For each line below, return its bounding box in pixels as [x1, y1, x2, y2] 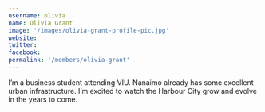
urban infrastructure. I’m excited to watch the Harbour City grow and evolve [8, 86, 258, 95]
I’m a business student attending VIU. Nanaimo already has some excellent [8, 77, 254, 87]
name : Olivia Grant [8, 19, 73, 27]
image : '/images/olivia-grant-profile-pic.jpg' [8, 26, 170, 34]
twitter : [8, 41, 38, 49]
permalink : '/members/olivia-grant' [8, 56, 130, 64]
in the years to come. [8, 95, 78, 104]
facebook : [8, 48, 42, 56]
